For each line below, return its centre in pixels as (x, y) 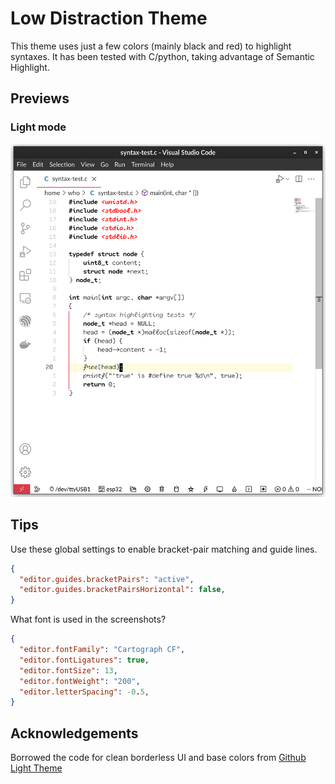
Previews (40, 98)
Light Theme (36, 768)
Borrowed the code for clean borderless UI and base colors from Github (158, 758)
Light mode (38, 127)
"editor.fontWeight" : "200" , (80, 681)
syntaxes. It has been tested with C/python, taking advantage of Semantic (162, 56)
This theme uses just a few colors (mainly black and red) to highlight (151, 46)
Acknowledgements (74, 733)
